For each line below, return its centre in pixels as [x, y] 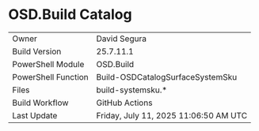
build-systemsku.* [132, 90]
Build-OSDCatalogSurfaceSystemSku [167, 77]
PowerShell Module [48, 64]
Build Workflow [40, 103]
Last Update [35, 115]
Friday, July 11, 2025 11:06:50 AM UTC [172, 115]
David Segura [121, 39]
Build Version [37, 51]
